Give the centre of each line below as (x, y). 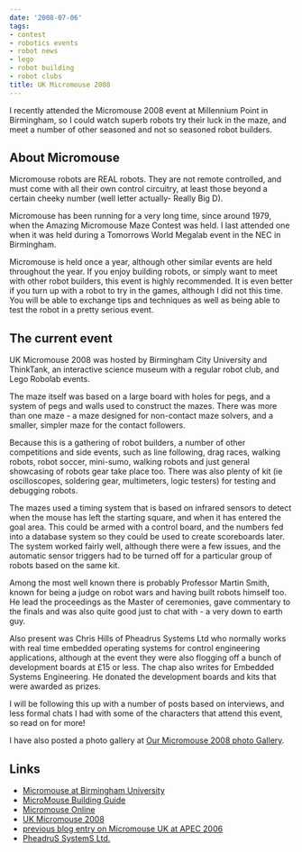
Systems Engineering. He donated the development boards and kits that (143, 677)
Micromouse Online (59, 810)
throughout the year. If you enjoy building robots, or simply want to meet (143, 272)
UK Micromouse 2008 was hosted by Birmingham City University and (138, 360)
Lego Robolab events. (50, 379)
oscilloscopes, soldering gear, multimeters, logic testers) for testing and (143, 481)
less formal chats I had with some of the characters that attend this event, (146, 713)
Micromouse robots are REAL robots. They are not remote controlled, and (146, 179)
